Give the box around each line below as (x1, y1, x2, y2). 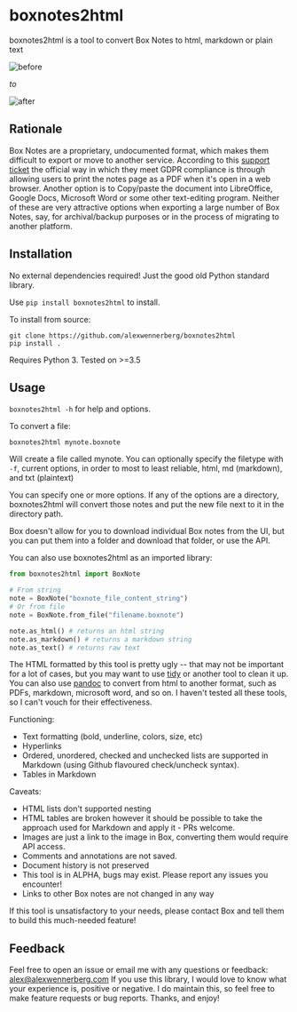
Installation (9, 246, 73, 262)
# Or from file (9, 602, 66, 611)
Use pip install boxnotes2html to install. (9, 297, 160, 307)
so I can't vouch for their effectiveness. (9, 697, 152, 707)
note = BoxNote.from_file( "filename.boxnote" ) (9, 610, 184, 619)
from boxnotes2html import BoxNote (9, 570, 141, 578)
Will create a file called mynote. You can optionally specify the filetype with (9, 454, 284, 465)
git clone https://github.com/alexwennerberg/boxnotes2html (9, 331, 237, 340)
